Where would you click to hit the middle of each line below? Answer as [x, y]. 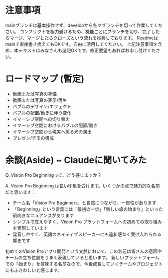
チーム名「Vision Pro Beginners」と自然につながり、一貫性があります [85, 202]
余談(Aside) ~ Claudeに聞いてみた [76, 160]
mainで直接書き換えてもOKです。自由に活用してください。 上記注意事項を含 [84, 44]
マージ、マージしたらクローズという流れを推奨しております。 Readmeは [84, 38]
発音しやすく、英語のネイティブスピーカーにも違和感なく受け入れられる [87, 234]
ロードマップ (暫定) [45, 79]
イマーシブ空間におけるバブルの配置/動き [55, 125]
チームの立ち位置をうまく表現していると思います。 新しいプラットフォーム [82, 257]
